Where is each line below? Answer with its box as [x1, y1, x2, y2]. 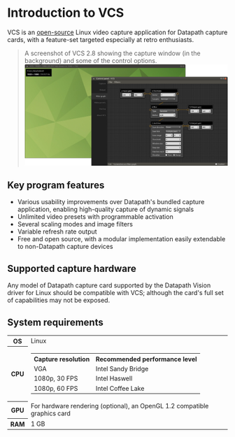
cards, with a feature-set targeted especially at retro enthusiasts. [7, 35, 194, 43]
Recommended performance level [95, 354, 197, 363]
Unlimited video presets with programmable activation [17, 213, 173, 221]
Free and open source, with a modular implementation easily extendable [17, 235, 226, 243]
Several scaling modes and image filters [17, 220, 133, 229]
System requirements [7, 316, 104, 328]
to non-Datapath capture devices [17, 243, 113, 251]
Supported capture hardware [7, 262, 136, 274]
